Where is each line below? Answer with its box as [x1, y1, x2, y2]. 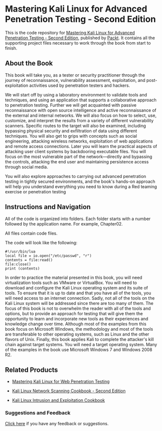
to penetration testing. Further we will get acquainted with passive [5, 102, 137, 108]
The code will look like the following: [5, 239, 77, 245]
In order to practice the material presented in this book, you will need [5, 274, 143, 280]
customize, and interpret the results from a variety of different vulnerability [5, 117, 154, 123]
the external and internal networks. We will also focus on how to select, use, [5, 112, 157, 118]
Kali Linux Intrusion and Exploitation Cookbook [12, 398, 105, 403]
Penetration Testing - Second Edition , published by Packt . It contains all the [5, 35, 155, 41]
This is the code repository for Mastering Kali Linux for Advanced [5, 30, 135, 35]
